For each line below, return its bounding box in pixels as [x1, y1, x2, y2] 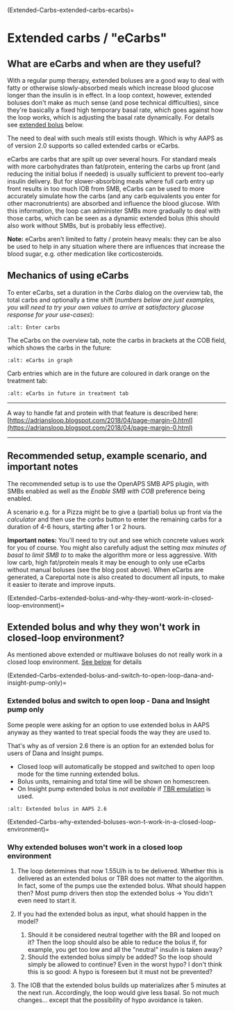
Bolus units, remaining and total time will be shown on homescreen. [17, 777, 210, 785]
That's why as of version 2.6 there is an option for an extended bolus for [7, 741, 214, 750]
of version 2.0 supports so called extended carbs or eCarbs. [7, 142, 181, 149]
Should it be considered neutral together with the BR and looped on [27, 931, 221, 939]
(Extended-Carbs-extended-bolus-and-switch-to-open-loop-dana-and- [7, 671, 214, 680]
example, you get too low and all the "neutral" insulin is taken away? [27, 946, 223, 954]
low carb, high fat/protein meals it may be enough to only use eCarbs [7, 558, 206, 566]
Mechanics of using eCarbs [7, 270, 129, 282]
